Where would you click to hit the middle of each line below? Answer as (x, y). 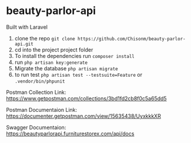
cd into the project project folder (54, 50)
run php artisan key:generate (51, 62)
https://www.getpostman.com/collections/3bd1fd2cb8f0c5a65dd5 (86, 98)
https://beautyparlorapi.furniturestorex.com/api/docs (70, 134)
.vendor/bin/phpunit (40, 81)
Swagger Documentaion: (36, 127)
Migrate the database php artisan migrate (66, 68)
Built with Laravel (27, 27)
